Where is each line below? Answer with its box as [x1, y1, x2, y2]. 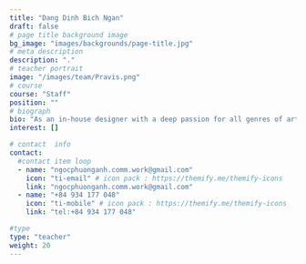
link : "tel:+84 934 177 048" [25, 208, 137, 217]
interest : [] [9, 124, 59, 133]
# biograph [9, 107, 51, 116]
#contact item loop [17, 157, 92, 166]
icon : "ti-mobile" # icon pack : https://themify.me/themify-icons [25, 199, 287, 208]
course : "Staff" [9, 89, 71, 98]
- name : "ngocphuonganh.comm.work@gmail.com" [17, 165, 194, 174]
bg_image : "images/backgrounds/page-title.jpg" [9, 38, 194, 48]
